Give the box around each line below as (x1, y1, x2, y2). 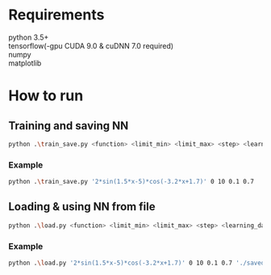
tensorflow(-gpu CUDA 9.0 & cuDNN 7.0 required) (8, 40, 174, 50)
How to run (8, 87, 84, 105)
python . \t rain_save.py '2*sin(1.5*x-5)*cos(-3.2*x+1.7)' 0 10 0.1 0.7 (8, 178, 254, 186)
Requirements (8, 6, 105, 24)
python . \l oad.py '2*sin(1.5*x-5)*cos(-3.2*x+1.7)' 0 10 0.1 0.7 (8, 259, 232, 267)
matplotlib (8, 58, 42, 68)
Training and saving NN (8, 119, 129, 133)
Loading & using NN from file (8, 200, 156, 214)
